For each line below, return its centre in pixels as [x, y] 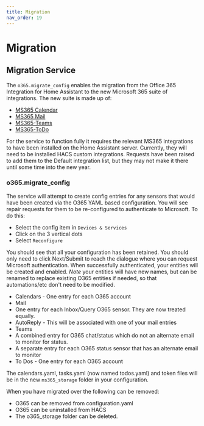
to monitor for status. [41, 342]
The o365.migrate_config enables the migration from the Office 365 [91, 85]
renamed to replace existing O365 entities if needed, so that [82, 278]
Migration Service [41, 70]
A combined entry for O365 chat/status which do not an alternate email [104, 335]
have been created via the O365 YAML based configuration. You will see [97, 203]
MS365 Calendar [36, 110]
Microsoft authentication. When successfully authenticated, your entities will [102, 265]
